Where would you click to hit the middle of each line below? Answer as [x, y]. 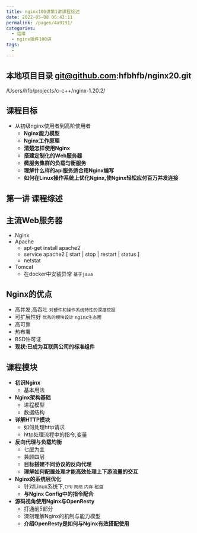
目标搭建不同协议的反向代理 [58, 464]
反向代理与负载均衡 [38, 442]
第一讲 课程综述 [34, 199]
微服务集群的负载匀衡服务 [55, 163]
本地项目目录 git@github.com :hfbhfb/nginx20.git [99, 76]
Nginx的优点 [29, 294]
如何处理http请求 [44, 427]
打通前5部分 [38, 509]
